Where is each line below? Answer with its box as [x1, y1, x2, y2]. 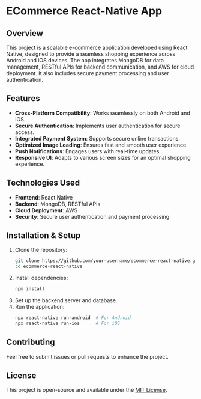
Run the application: [14, 303, 65, 311]
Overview [6, 28, 44, 38]
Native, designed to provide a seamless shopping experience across [6, 50, 176, 58]
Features [6, 93, 40, 103]
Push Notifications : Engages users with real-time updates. [14, 147, 161, 154]
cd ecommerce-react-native [14, 263, 83, 270]
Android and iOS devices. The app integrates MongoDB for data [6, 57, 164, 64]
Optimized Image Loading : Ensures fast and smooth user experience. [14, 141, 188, 148]
